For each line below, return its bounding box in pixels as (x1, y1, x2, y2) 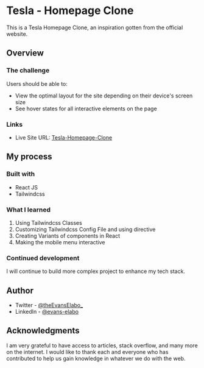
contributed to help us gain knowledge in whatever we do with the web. (6, 355, 186, 362)
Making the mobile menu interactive (15, 238, 105, 246)
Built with (6, 170, 35, 179)
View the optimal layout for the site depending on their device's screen (15, 92, 193, 99)
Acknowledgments (6, 325, 80, 336)
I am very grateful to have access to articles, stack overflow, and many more (6, 342, 198, 349)
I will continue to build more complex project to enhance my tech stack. (6, 267, 186, 275)
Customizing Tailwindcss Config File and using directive (15, 225, 156, 233)
